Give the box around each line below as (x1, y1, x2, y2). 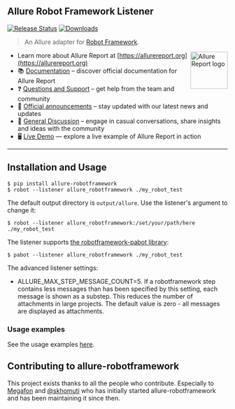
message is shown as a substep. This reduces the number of (17, 292, 194, 300)
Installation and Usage (7, 162, 107, 173)
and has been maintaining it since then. (7, 394, 120, 402)
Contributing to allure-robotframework (7, 360, 180, 373)
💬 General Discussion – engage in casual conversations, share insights (17, 117, 221, 125)
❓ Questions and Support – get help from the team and (17, 84, 175, 93)
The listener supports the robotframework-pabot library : (7, 238, 169, 246)
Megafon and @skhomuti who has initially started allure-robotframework (7, 386, 217, 394)
